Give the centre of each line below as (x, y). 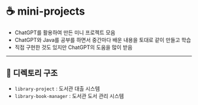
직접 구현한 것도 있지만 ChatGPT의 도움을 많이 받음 (73, 47)
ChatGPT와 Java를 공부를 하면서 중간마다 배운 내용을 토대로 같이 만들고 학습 (103, 40)
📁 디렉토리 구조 (32, 73)
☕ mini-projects (46, 12)
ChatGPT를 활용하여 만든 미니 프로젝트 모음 (65, 32)
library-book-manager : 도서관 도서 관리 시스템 (69, 96)
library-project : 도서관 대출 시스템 (57, 88)
